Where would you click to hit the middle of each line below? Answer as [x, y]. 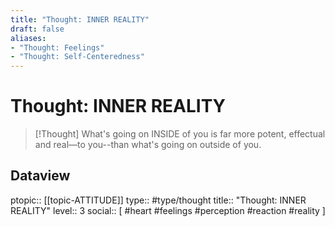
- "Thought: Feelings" [57, 47]
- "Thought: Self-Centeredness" [77, 57]
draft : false [37, 29]
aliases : [28, 38]
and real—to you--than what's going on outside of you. [148, 145]
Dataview [40, 176]
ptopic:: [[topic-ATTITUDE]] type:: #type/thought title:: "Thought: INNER [158, 200]
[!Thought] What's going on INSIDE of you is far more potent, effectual [180, 134]
